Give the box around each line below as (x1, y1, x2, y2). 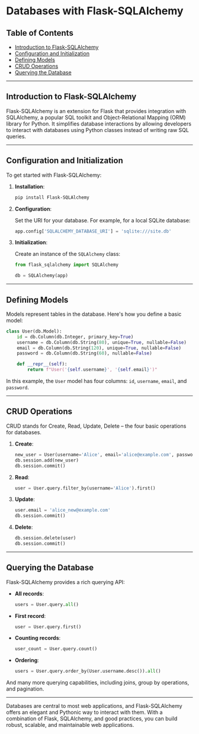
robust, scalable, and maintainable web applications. (6, 722, 134, 729)
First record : (14, 612, 46, 619)
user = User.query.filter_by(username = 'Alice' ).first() (14, 485, 156, 491)
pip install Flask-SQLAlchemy (14, 195, 90, 200)
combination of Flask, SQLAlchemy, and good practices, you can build (6, 715, 178, 722)
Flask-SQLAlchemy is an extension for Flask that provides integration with (6, 107, 187, 114)
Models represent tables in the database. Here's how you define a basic (6, 310, 182, 318)
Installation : (14, 183, 45, 190)
